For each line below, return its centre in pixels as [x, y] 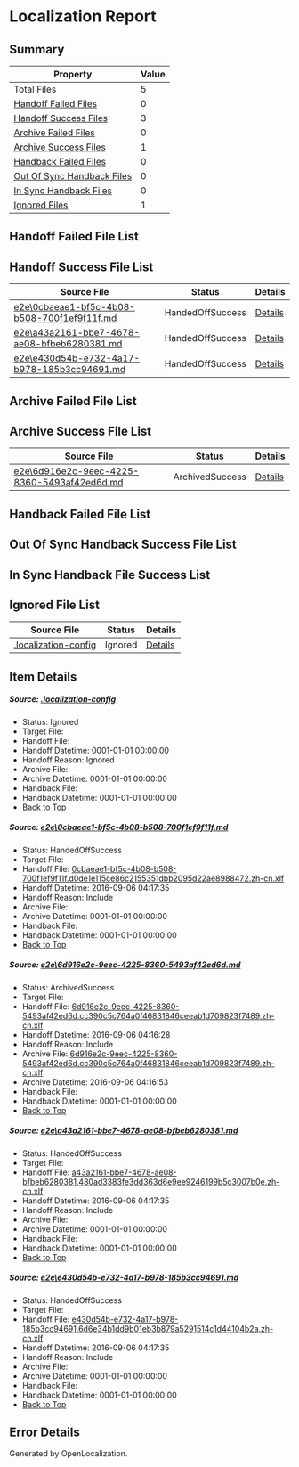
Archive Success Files [60, 147]
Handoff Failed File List [74, 236]
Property [73, 74]
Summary [37, 49]
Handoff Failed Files [56, 104]
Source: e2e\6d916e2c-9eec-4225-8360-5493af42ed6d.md [125, 965]
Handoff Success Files [61, 118]
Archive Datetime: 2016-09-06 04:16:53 [95, 1082]
